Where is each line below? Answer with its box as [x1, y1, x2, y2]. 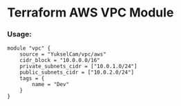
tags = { [19, 75, 45, 82]
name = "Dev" [32, 81, 70, 88]
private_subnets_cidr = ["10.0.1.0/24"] [19, 63, 137, 70]
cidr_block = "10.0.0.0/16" [19, 57, 100, 64]
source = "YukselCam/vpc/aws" [19, 51, 107, 58]
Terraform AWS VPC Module [7, 5, 174, 21]
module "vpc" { [7, 45, 51, 52]
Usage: [7, 30, 32, 39]
